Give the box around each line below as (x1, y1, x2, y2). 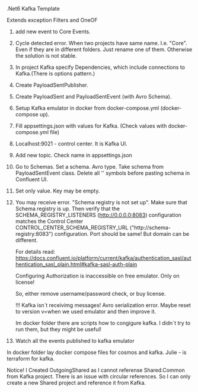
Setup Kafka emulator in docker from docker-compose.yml (15, 105, 159, 112)
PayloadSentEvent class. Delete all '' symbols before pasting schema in (15, 169, 190, 176)
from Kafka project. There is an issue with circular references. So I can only (7, 373, 191, 380)
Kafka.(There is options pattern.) (15, 70, 95, 77)
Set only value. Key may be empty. (15, 187, 100, 194)
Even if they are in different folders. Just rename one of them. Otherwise (15, 46, 193, 53)
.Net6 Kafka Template (7, 5, 60, 12)
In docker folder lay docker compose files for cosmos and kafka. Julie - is (7, 349, 187, 356)
